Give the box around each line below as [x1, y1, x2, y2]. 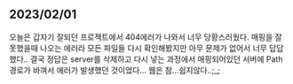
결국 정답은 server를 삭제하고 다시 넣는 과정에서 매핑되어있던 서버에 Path [29, 53, 283, 65]
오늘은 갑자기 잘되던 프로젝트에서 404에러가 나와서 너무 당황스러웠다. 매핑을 [9, 31, 273, 42]
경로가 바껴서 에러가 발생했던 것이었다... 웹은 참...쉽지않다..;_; [9, 65, 220, 75]
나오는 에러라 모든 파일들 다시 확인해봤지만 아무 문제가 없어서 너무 [39, 42, 268, 53]
